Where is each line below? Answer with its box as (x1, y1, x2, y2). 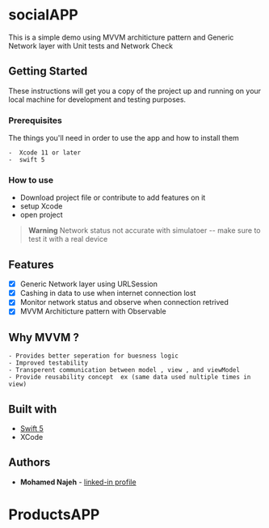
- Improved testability (8, 359, 89, 367)
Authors (8, 455, 51, 470)
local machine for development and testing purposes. (8, 95, 187, 104)
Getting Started (8, 65, 88, 78)
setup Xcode (19, 201, 63, 211)
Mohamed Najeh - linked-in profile (19, 477, 137, 487)
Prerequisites (8, 115, 62, 126)
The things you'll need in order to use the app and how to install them (8, 133, 240, 143)
